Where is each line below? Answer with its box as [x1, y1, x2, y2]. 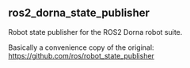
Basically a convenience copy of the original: [8, 43, 154, 52]
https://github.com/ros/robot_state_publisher [8, 51, 154, 60]
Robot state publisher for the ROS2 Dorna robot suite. [8, 27, 183, 36]
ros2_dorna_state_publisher [8, 6, 150, 20]
